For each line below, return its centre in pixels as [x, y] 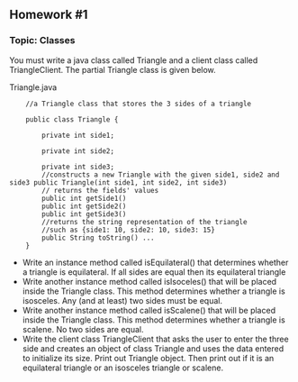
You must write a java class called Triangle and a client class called [134, 60]
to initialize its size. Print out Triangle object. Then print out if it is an [148, 358]
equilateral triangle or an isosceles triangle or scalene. [122, 368]
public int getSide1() [84, 198]
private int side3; [78, 167]
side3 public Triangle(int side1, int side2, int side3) [118, 182]
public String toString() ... [98, 238]
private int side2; [78, 151]
